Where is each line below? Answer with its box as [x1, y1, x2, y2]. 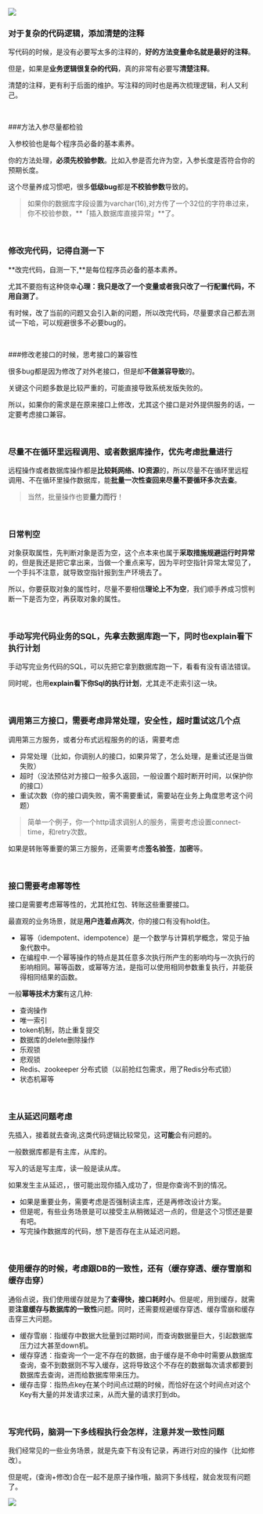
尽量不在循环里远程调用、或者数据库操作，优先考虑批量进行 [8, 446, 233, 457]
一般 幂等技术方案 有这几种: [8, 989, 93, 998]
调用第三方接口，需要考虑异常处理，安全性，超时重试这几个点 [8, 715, 241, 726]
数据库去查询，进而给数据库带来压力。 [19, 1370, 143, 1379]
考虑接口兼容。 [21, 409, 70, 419]
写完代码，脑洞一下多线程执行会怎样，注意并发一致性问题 [8, 1426, 225, 1437]
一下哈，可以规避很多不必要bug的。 [14, 318, 131, 327]
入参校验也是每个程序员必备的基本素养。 [8, 139, 139, 148]
